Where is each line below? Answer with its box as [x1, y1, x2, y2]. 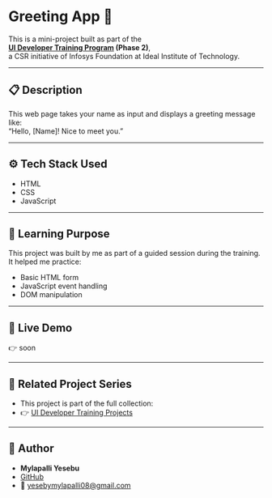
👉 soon [8, 343, 36, 353]
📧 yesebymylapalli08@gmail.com [19, 480, 131, 490]
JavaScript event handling [19, 281, 108, 291]
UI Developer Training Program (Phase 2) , [8, 42, 151, 52]
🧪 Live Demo [8, 321, 73, 334]
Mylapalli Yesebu [19, 463, 79, 473]
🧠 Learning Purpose [8, 227, 111, 240]
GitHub [19, 471, 45, 481]
